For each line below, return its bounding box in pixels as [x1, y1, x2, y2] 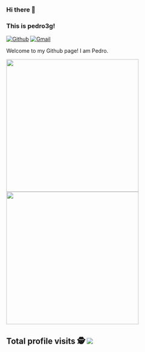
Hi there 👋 [6, 5, 36, 14]
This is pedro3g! [6, 21, 56, 30]
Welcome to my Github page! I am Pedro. [6, 47, 109, 55]
